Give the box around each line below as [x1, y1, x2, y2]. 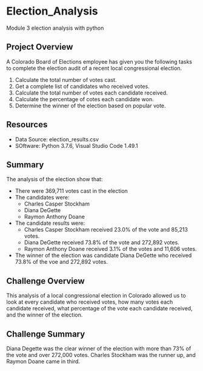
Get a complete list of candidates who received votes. [15, 82, 150, 90]
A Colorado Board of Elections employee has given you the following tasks [6, 58, 193, 65]
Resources [6, 119, 48, 130]
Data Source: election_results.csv [15, 135, 99, 143]
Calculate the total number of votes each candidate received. [15, 89, 168, 96]
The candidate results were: [15, 219, 85, 227]
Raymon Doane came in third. [6, 358, 81, 365]
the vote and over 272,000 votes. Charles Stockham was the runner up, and [6, 352, 196, 358]
